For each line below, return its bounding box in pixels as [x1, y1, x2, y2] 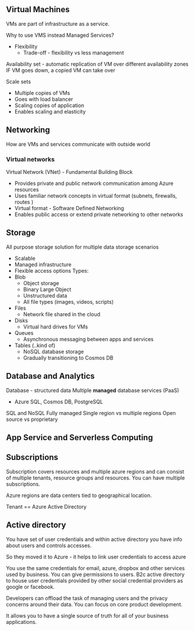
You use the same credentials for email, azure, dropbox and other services [6, 564, 185, 571]
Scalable [14, 255, 36, 262]
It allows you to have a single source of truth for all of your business [6, 612, 169, 619]
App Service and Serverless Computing [6, 433, 153, 443]
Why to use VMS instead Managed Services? [6, 32, 115, 39]
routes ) [14, 198, 34, 205]
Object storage [23, 279, 59, 286]
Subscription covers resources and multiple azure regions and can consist [6, 468, 185, 475]
